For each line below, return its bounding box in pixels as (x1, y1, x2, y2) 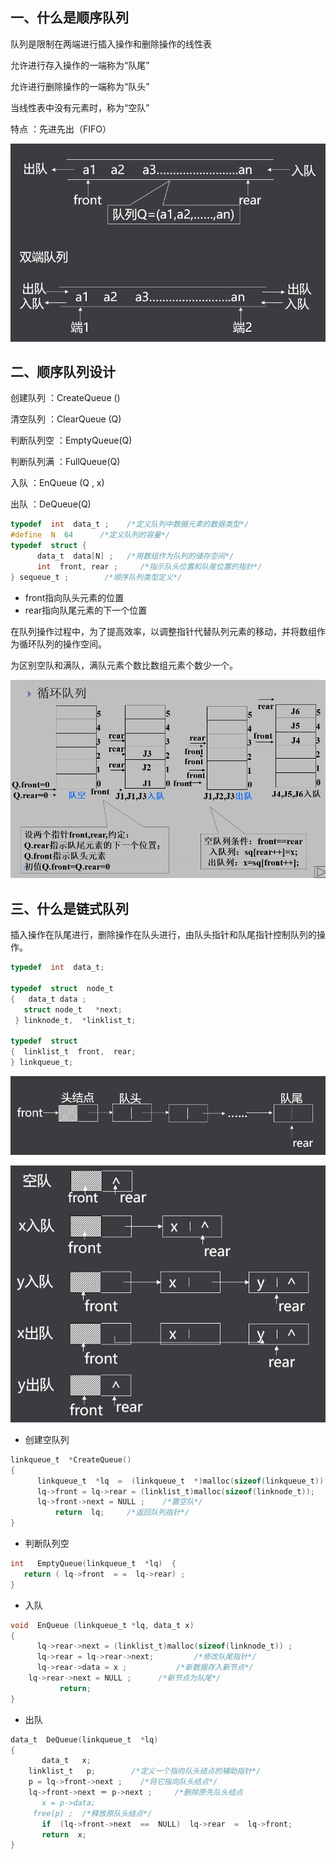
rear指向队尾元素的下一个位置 (24, 604, 148, 616)
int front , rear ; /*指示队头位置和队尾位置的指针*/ (36, 561, 263, 572)
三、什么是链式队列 (10, 900, 129, 917)
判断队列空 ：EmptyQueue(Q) (10, 434, 133, 447)
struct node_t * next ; (23, 1004, 123, 1015)
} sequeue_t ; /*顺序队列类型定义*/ (10, 572, 183, 582)
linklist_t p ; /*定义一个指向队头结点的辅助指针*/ (28, 1766, 262, 1777)
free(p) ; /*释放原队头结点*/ (32, 1808, 153, 1818)
